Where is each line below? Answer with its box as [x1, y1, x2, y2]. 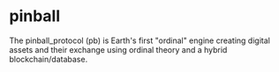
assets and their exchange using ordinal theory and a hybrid [9, 44, 228, 54]
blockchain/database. [9, 54, 88, 64]
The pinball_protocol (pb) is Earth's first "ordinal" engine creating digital [9, 35, 271, 46]
